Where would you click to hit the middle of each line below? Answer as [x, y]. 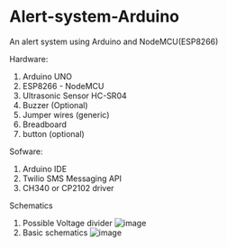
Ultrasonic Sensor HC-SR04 [75, 96]
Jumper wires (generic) [66, 114]
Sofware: [26, 151]
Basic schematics [55, 233]
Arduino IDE [45, 169]
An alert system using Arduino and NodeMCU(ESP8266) [114, 41]
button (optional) [54, 133]
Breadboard [45, 124]
